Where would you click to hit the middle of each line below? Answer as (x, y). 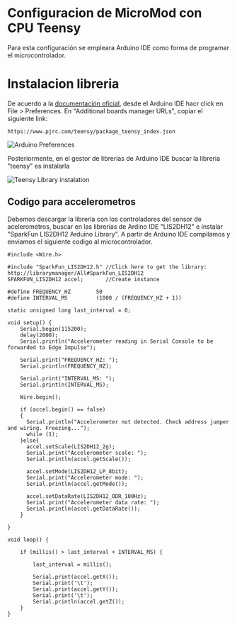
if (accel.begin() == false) (63, 409)
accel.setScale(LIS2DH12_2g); (70, 447)
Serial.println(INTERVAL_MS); (65, 385)
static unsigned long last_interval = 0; (69, 310)
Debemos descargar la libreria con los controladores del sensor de (104, 219)
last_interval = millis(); (73, 565)
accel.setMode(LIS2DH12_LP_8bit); (77, 471)
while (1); (42, 434)
